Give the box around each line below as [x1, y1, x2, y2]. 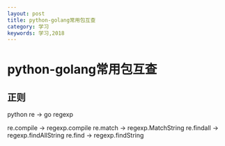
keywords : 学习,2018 [7, 29, 65, 37]
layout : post [7, 10, 45, 17]
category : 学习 [7, 23, 49, 30]
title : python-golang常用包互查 [7, 17, 96, 24]
